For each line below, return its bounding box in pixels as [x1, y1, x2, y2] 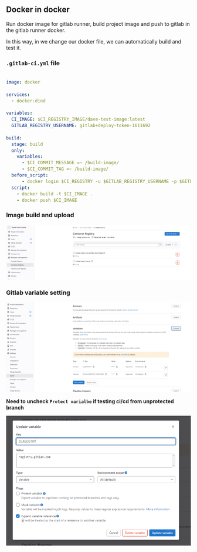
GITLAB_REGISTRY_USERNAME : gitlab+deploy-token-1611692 [11, 123, 151, 129]
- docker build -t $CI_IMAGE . [16, 191, 93, 197]
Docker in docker [6, 5, 70, 15]
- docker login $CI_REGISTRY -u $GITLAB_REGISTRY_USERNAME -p [21, 178, 177, 184]
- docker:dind [11, 98, 46, 104]
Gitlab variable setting [6, 288, 70, 297]
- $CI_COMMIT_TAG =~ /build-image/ [21, 166, 109, 172]
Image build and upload [6, 211, 74, 220]
